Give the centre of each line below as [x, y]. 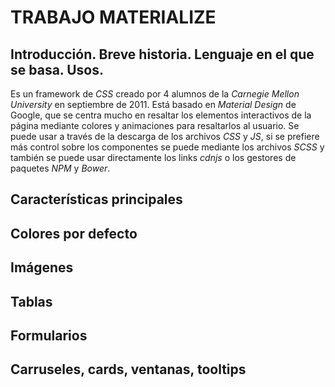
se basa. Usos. [57, 69]
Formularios [49, 335]
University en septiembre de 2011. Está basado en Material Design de [153, 104]
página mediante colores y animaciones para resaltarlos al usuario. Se [155, 125]
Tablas [31, 301]
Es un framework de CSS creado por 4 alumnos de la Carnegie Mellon [155, 94]
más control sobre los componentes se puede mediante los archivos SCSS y [167, 147]
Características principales [96, 199]
